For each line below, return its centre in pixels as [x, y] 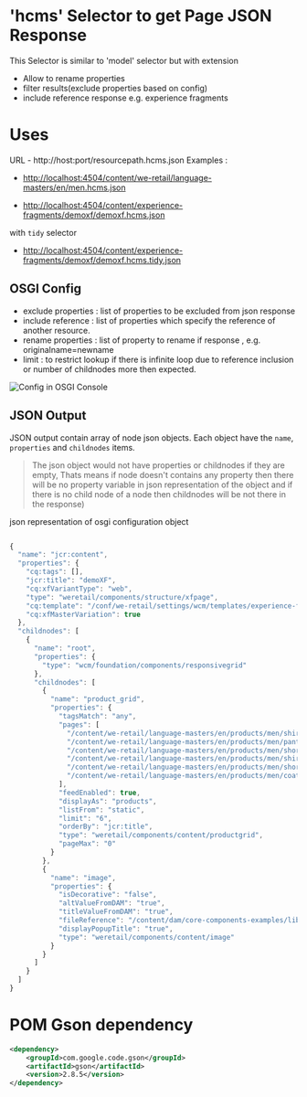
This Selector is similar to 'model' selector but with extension [124, 60]
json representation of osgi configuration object [99, 521]
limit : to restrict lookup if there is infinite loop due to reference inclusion [158, 359]
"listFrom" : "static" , [101, 810]
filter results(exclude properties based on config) [115, 88]
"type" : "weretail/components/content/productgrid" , [160, 836]
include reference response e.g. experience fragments [125, 98]
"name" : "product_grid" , [97, 699]
